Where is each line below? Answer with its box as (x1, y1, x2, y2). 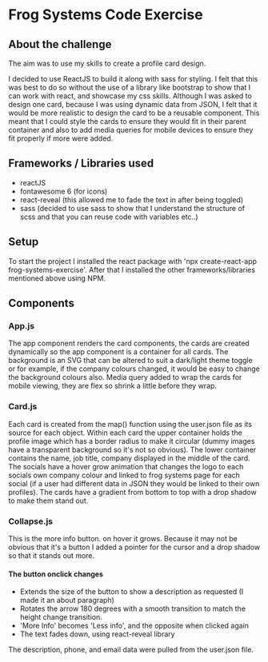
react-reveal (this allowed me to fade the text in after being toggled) (19, 194, 244, 205)
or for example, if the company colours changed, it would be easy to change (8, 364, 260, 373)
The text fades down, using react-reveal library (19, 629, 175, 639)
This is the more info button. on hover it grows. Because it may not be (8, 533, 238, 543)
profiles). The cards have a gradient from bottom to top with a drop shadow (8, 487, 258, 496)
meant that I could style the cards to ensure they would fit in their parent (8, 117, 246, 126)
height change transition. (19, 612, 102, 622)
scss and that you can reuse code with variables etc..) (19, 212, 198, 221)
